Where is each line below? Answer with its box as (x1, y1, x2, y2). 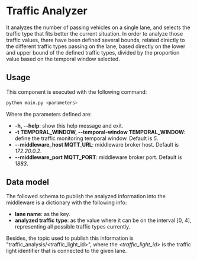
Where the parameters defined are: (6, 110, 92, 118)
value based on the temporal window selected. (6, 55, 120, 62)
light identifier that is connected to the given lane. (6, 248, 127, 255)
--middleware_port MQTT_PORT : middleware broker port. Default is (14, 153, 182, 161)
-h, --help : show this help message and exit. (14, 122, 124, 129)
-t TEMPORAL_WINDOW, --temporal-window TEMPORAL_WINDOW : (14, 128, 186, 135)
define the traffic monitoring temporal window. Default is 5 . (14, 135, 159, 142)
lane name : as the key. (14, 211, 70, 218)
